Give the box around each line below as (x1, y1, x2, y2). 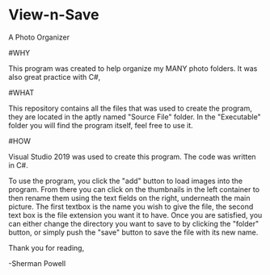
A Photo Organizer (8, 32, 70, 42)
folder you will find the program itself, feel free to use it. (8, 120, 194, 130)
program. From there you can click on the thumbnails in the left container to (8, 184, 260, 194)
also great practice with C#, (8, 72, 101, 81)
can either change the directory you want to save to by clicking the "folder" (8, 219, 259, 228)
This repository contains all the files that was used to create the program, (8, 103, 252, 113)
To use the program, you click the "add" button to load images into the (8, 176, 243, 185)
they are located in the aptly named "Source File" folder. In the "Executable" (8, 111, 261, 122)
